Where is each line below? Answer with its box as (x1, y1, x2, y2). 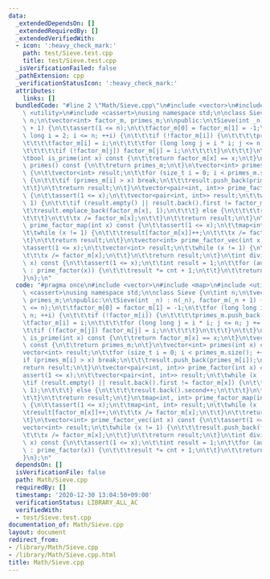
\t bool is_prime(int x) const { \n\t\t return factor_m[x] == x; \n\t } (22, 154, 257, 162)
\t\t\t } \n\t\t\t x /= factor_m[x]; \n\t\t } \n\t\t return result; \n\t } (22, 214, 253, 222)
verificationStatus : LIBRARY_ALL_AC (15, 498, 138, 507)
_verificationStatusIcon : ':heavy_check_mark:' (15, 79, 178, 87)
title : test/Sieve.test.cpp (22, 57, 117, 65)
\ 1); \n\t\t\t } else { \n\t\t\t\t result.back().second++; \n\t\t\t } (22, 386, 250, 395)
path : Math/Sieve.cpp (15, 476, 88, 484)
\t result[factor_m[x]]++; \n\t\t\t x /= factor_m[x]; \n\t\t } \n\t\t (22, 408, 247, 417)
